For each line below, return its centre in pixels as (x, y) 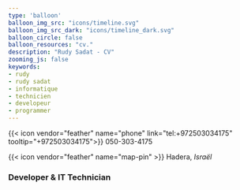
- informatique (33, 89)
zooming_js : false (38, 60)
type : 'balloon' (35, 15)
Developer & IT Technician (60, 177)
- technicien (30, 96)
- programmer (30, 111)
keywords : (24, 67)
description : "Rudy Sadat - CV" (61, 52)
